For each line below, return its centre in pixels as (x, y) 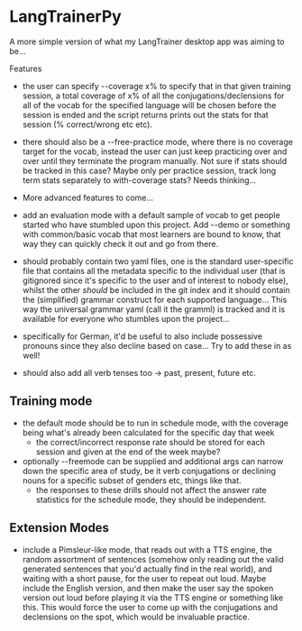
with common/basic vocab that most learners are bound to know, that (151, 234)
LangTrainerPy (65, 17)
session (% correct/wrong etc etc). (87, 124)
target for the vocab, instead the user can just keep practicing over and (155, 151)
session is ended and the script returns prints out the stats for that (145, 114)
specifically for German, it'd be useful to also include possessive (142, 336)
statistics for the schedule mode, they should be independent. (151, 499)
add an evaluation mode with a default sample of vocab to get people (151, 215)
